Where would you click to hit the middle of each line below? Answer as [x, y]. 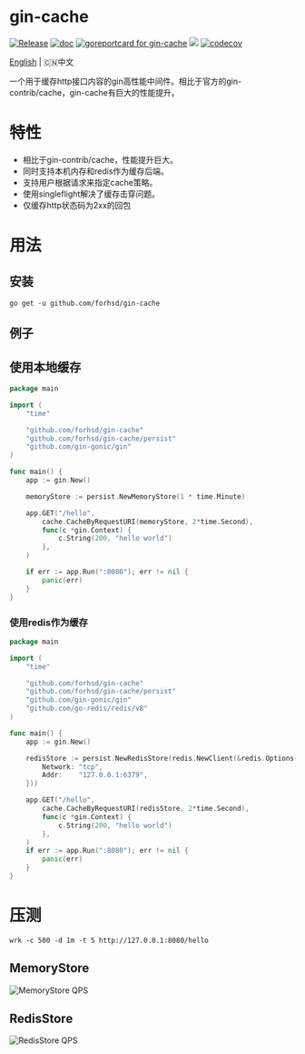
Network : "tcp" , [73, 766]
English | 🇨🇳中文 [42, 62]
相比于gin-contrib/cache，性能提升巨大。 [100, 159]
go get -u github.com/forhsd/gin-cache [85, 303]
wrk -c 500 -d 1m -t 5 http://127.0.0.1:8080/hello [109, 940]
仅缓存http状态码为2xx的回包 [77, 205]
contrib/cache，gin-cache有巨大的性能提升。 [94, 92]
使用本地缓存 [45, 367]
